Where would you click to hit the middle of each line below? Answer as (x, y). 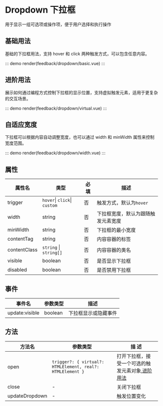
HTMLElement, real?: (75, 366)
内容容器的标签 (114, 239)
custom (49, 206)
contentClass (23, 250)
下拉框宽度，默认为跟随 (123, 214)
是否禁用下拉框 (114, 270)
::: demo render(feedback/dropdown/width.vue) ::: (55, 153)
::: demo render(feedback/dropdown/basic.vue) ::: (55, 63)
